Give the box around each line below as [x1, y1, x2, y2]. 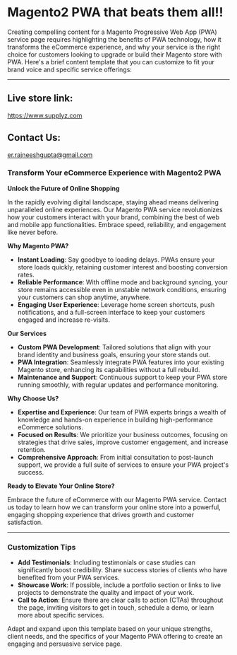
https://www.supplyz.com [7, 111, 83, 120]
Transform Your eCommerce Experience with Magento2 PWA [7, 168, 221, 178]
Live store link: [7, 93, 73, 105]
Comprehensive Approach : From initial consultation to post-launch [17, 453, 214, 461]
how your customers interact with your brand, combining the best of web [7, 213, 220, 221]
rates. [17, 270, 35, 279]
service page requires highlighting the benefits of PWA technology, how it [7, 35, 222, 43]
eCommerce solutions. [17, 422, 83, 431]
